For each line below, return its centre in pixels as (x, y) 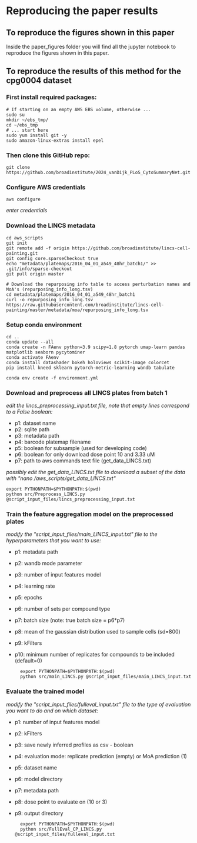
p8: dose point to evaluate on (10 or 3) (61, 802)
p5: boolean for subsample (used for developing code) (81, 448)
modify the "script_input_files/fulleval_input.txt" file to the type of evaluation (98, 704)
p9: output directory (39, 813)
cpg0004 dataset (39, 81)
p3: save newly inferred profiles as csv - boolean (74, 745)
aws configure (24, 199)
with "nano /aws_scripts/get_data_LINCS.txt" (61, 478)
